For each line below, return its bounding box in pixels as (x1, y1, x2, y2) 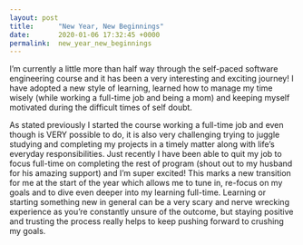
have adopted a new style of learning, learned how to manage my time (9, 83, 274, 93)
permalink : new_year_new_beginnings (9, 38, 152, 48)
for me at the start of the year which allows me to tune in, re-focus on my (9, 178, 283, 189)
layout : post (9, 13, 59, 23)
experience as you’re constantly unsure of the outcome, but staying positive (9, 206, 294, 218)
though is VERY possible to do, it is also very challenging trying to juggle (9, 129, 280, 141)
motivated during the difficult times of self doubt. (9, 102, 193, 113)
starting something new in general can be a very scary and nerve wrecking (9, 197, 290, 208)
